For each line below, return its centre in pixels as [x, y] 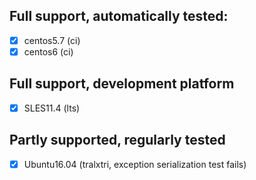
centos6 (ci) [48, 51]
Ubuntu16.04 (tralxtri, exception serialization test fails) [135, 164]
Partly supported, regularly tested [117, 140]
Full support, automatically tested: [119, 16]
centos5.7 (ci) [52, 40]
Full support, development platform [122, 84]
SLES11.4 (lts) [52, 108]
